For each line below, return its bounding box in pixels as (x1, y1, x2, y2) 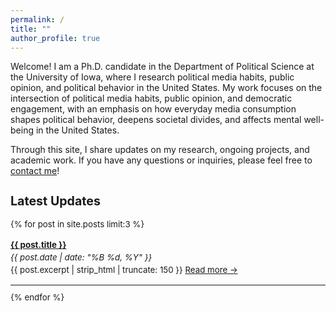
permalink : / (10, 14, 65, 25)
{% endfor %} (10, 292, 65, 303)
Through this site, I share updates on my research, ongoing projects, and (10, 144, 310, 156)
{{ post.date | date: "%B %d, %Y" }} (10, 252, 153, 263)
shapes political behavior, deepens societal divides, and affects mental (10, 114, 302, 126)
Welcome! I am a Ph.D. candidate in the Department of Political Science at (10, 61, 315, 73)
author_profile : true (10, 33, 101, 43)
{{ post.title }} (10, 239, 67, 251)
